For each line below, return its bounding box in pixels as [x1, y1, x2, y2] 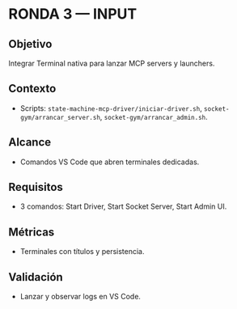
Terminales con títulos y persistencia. [19, 247, 145, 256]
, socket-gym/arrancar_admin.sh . [99, 112, 208, 121]
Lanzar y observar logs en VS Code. [19, 292, 142, 302]
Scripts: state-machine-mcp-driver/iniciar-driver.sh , [19, 103, 202, 113]
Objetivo [8, 37, 53, 51]
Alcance [8, 135, 52, 150]
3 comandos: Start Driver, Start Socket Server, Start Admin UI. [19, 201, 227, 211]
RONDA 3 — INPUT [8, 5, 138, 23]
